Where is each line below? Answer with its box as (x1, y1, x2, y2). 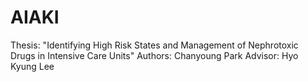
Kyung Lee (10, 60, 55, 72)
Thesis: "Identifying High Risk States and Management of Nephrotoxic (10, 39, 299, 51)
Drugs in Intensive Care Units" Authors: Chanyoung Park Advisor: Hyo (10, 49, 299, 61)
